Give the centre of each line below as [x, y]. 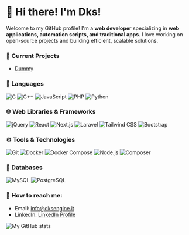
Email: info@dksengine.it [44, 208]
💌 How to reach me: [34, 196]
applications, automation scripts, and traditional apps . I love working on [94, 34]
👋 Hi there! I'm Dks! [54, 12]
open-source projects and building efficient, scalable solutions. [82, 40]
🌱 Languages [25, 84]
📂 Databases [24, 168]
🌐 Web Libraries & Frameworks [51, 112]
